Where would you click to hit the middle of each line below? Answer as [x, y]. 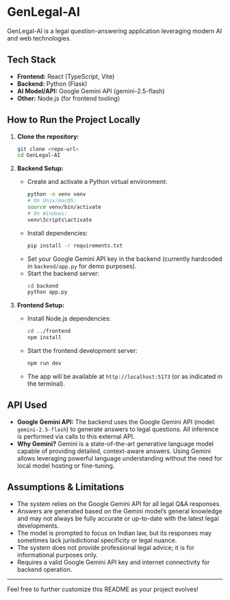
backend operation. [44, 569]
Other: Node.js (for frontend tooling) [68, 98]
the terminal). [46, 383]
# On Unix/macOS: [52, 201]
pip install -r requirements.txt [75, 245]
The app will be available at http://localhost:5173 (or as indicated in [125, 376]
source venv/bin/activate [64, 207]
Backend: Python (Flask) [52, 84]
